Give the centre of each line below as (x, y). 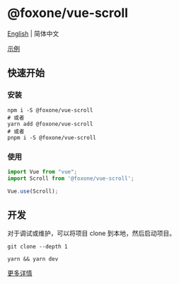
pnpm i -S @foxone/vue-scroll (52, 137)
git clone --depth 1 (38, 247)
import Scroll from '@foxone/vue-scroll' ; (71, 178)
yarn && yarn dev (33, 259)
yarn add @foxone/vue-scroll (50, 124)
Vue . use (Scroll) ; (33, 191)
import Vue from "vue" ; (42, 171)
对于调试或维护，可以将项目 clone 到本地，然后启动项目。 (92, 233)
